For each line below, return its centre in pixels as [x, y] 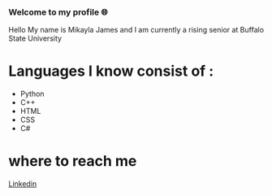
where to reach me [73, 161]
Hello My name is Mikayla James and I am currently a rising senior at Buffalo [136, 30]
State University [35, 38]
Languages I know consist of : [111, 71]
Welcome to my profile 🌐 [58, 12]
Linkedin [23, 184]
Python [32, 94]
